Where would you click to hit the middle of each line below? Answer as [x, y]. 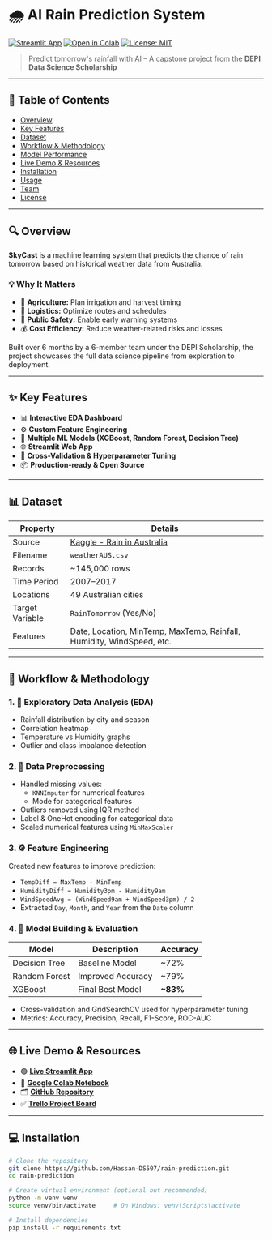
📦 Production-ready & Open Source [82, 464]
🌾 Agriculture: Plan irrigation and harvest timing [100, 302]
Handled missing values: [61, 784]
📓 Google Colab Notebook [64, 1083]
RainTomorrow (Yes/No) [113, 614]
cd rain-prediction [41, 1176]
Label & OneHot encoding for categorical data [97, 819]
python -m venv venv [43, 1198]
